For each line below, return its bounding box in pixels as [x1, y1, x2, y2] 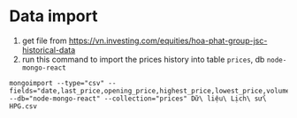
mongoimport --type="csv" [9, 78, 104, 87]
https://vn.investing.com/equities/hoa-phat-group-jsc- [68, 35, 268, 46]
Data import [9, 6, 98, 26]
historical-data [21, 44, 76, 55]
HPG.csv [9, 101, 38, 111]
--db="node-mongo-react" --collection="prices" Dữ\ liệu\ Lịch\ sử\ [9, 94, 267, 103]
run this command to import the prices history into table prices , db [21, 54, 265, 64]
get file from [21, 35, 68, 46]
